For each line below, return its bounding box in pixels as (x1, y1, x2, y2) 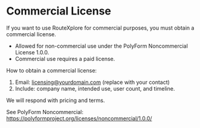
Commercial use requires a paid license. (15, 55, 115, 62)
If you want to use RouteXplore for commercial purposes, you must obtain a (6, 24, 195, 31)
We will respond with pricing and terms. (6, 97, 105, 104)
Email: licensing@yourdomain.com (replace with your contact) (15, 78, 170, 86)
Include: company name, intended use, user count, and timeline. (15, 85, 175, 92)
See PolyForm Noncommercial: (6, 108, 83, 115)
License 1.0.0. (15, 48, 50, 56)
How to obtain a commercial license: (6, 66, 97, 74)
